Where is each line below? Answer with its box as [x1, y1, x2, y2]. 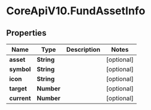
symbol [9, 65, 31, 73]
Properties [6, 28, 47, 38]
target [9, 84, 27, 93]
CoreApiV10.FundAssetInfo [6, 4, 146, 18]
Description [66, 46, 101, 54]
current [9, 94, 31, 102]
